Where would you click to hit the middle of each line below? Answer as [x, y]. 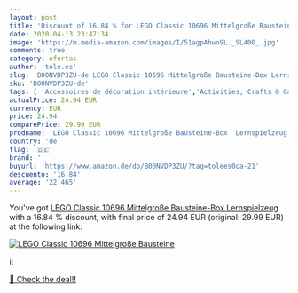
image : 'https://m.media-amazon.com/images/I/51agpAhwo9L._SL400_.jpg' [144, 42]
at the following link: [46, 226]
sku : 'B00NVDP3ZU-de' [49, 83]
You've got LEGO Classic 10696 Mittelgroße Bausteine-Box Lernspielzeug [144, 208]
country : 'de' [35, 141]
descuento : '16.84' [45, 174]
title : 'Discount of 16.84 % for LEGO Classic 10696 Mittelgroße [132, 26]
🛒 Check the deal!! [43, 280]
